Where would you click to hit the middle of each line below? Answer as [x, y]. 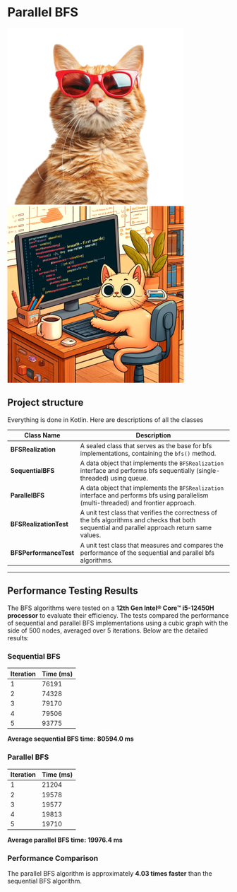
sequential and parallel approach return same [146, 528]
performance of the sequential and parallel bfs [147, 553]
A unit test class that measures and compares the [152, 545]
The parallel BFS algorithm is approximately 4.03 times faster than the [110, 874]
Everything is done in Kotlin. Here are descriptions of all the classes [105, 419]
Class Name [42, 435]
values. [90, 535]
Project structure [45, 403]
